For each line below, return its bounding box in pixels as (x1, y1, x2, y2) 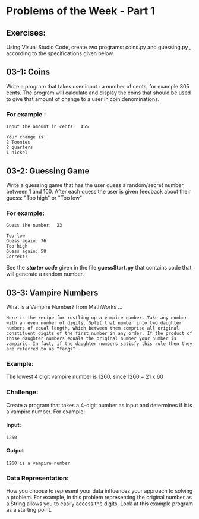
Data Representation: (6, 474, 70, 482)
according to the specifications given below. (6, 50, 115, 57)
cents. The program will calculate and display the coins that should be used (6, 89, 191, 96)
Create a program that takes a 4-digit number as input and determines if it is (6, 401, 193, 409)
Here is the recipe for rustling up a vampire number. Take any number (6, 315, 187, 321)
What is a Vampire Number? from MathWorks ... (6, 303, 123, 311)
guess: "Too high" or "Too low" (6, 194, 83, 201)
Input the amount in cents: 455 (6, 124, 89, 130)
